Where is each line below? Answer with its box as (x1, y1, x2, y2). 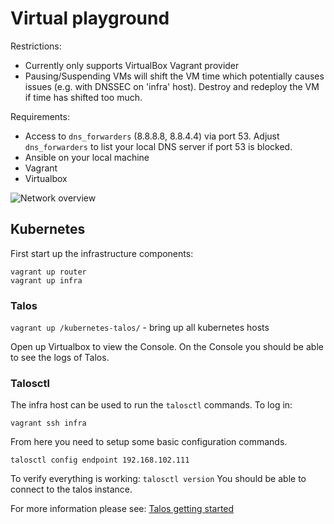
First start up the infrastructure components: (10, 247, 194, 259)
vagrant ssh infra (10, 418, 87, 429)
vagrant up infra (10, 275, 83, 286)
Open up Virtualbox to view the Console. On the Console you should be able (10, 341, 324, 353)
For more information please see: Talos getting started (10, 503, 235, 515)
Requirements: (10, 110, 70, 122)
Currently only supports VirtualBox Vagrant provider (24, 59, 240, 71)
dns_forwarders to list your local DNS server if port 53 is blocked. (24, 140, 293, 152)
